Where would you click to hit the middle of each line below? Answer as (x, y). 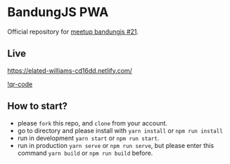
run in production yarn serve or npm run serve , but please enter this (116, 145)
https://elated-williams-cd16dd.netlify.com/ (70, 70)
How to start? (38, 106)
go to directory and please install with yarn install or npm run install (120, 130)
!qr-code (20, 84)
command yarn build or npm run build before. (85, 153)
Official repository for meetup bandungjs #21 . (73, 32)
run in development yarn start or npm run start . (88, 138)
